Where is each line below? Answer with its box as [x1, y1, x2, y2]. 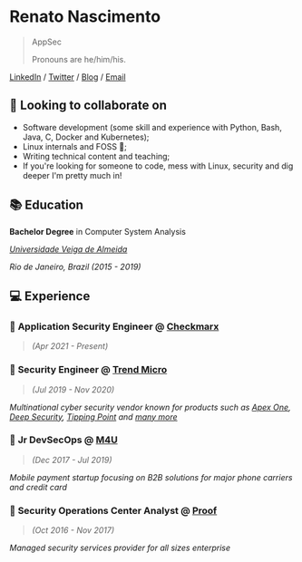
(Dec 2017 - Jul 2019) [31, 454, 112, 465]
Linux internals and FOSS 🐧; [22, 140, 127, 151]
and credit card [9, 481, 68, 492]
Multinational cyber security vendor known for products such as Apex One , [9, 402, 292, 412]
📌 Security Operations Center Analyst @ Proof [9, 504, 218, 517]
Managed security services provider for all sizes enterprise [9, 542, 231, 554]
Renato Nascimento [9, 6, 161, 27]
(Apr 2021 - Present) [31, 341, 109, 352]
